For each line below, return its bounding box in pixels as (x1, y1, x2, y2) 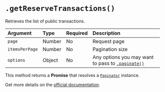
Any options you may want (92, 54, 154, 60)
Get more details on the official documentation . (5, 82, 101, 88)
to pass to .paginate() (92, 60, 144, 67)
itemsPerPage (7, 46, 38, 52)
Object (42, 56, 58, 63)
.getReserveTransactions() (5, 4, 115, 13)
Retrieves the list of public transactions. (5, 18, 85, 24)
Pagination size (92, 46, 128, 53)
